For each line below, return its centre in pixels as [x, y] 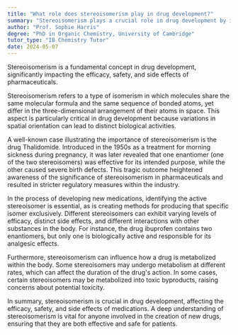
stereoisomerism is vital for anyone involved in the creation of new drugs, [114, 316]
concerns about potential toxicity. [56, 287]
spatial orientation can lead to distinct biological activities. [92, 126]
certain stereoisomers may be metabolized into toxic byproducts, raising [113, 280]
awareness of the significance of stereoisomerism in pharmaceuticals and [115, 177]
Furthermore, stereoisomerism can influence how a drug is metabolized [112, 257]
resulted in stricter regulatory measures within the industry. [94, 184]
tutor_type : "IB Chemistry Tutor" [58, 40]
